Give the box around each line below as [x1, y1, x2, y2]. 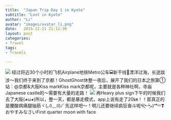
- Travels [5, 50, 26, 55]
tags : [5, 45, 17, 50]
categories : [5, 36, 31, 41]
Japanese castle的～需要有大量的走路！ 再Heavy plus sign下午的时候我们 [5, 89, 165, 96]
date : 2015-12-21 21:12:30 [5, 26, 67, 32]
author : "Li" [5, 17, 33, 22]
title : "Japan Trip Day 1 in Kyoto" [5, 7, 85, 13]
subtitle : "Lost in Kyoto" [5, 12, 63, 17]
